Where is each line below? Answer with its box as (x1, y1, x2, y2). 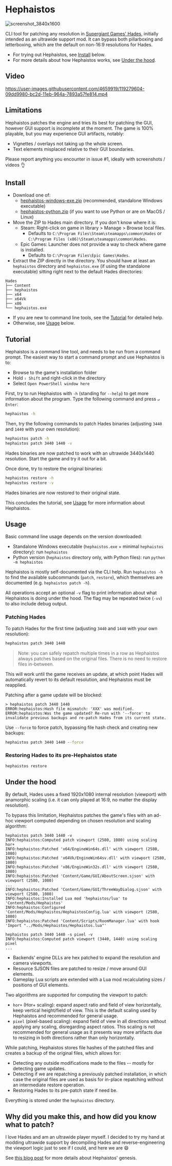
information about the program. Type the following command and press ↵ (5, 396, 160, 402)
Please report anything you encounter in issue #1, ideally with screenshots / (5, 156, 165, 162)
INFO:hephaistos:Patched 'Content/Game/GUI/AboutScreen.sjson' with (5, 873, 155, 879)
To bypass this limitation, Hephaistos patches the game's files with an (5, 812, 153, 818)
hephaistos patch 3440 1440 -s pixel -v (5, 932, 93, 937)
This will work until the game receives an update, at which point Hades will (5, 671, 163, 677)
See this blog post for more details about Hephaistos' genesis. (5, 1155, 137, 1161)
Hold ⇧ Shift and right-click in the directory (12, 375, 106, 381)
